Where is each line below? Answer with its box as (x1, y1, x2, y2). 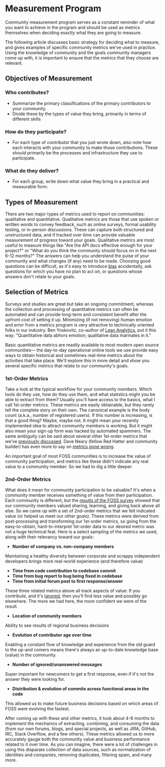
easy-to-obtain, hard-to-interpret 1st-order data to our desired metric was (5, 524, 155, 530)
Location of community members (12, 613, 82, 619)
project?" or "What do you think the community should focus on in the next (5, 248, 157, 254)
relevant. (5, 60, 23, 66)
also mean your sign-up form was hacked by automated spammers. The (5, 428, 151, 434)
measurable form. (12, 184, 49, 190)
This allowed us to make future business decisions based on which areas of (5, 701, 159, 707)
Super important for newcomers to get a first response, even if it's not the (5, 671, 154, 677)
